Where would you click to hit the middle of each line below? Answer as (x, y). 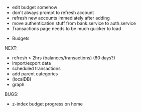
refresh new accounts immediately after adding (61, 18)
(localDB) (22, 79)
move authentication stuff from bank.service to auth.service (74, 23)
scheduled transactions (36, 68)
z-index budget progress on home (47, 104)
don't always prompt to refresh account (53, 13)
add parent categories (35, 74)
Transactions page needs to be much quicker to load (66, 29)
